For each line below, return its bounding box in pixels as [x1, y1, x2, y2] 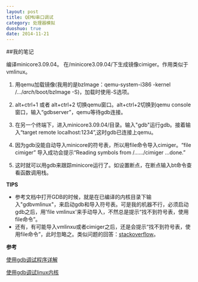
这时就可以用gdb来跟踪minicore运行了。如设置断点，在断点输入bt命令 [14, 162, 187, 169]
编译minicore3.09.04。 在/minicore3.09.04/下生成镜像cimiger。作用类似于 [6, 61, 189, 68]
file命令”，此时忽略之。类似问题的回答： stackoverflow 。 [20, 231, 159, 238]
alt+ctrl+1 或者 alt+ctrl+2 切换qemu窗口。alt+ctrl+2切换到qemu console [14, 101, 191, 108]
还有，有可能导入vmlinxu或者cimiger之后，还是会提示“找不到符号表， [14, 223, 186, 231]
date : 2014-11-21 [6, 31, 49, 37]
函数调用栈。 [20, 169, 52, 176]
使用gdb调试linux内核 [6, 269, 59, 276]
